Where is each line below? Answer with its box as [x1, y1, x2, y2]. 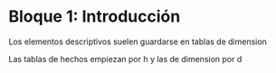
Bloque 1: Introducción [8, 6, 181, 27]
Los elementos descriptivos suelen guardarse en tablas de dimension [8, 36, 268, 47]
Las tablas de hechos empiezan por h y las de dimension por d [8, 53, 243, 64]
